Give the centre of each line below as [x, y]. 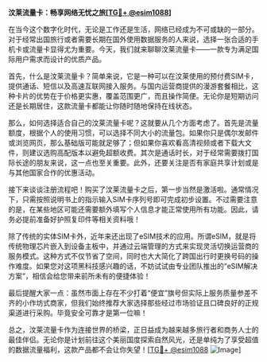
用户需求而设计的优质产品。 [60, 59]
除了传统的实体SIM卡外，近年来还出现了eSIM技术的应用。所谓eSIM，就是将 [132, 236]
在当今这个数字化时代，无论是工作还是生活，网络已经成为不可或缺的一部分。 [133, 29]
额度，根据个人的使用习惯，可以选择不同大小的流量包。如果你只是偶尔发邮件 [133, 133]
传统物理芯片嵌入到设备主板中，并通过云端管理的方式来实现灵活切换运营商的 [133, 246]
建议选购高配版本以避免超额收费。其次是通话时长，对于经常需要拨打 [140, 153]
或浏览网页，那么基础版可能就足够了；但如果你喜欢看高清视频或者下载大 [126, 143]
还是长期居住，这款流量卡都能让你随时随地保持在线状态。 [102, 106]
